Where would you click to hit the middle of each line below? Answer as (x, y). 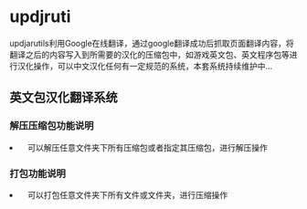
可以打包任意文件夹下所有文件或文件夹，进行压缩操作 (127, 194)
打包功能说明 (38, 173)
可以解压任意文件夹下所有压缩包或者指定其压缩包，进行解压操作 (147, 147)
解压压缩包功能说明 (52, 126)
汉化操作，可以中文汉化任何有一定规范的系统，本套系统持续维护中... (145, 66)
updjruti (40, 17)
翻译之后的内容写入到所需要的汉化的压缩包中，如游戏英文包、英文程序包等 (149, 54)
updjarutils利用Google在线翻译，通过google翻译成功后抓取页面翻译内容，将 (152, 43)
